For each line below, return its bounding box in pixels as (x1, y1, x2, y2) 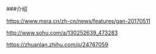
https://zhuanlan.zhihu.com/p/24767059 (6, 41, 109, 48)
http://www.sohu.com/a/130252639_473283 (6, 29, 118, 36)
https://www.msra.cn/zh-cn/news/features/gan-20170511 (6, 18, 151, 24)
